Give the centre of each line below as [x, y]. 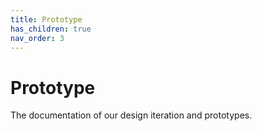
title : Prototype [46, 19]
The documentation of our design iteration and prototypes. [131, 115]
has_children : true [51, 29]
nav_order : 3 [37, 38]
